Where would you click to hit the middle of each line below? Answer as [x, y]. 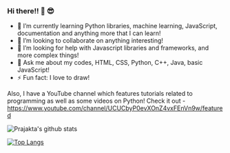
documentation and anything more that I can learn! [89, 33]
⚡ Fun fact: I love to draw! [53, 78]
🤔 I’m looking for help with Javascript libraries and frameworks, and [113, 48]
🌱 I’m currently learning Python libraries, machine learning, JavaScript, [117, 26]
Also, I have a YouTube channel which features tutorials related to [100, 94]
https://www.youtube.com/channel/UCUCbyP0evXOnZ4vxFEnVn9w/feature [115, 108]
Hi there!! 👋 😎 [31, 11]
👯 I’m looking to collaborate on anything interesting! [90, 41]
